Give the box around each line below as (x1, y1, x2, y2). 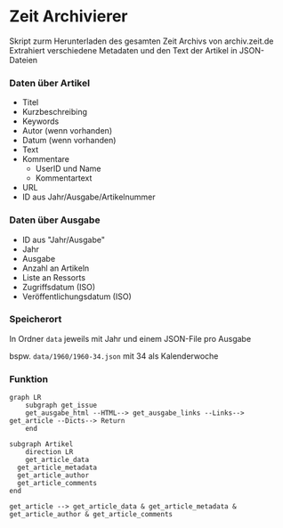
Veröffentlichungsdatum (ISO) (21, 291, 132, 302)
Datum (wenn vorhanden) (21, 135, 117, 146)
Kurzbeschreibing (21, 107, 87, 118)
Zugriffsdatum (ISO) (21, 281, 96, 292)
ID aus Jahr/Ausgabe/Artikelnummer (21, 191, 156, 202)
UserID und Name (35, 163, 101, 175)
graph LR (9, 394, 42, 402)
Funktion (9, 372, 49, 385)
